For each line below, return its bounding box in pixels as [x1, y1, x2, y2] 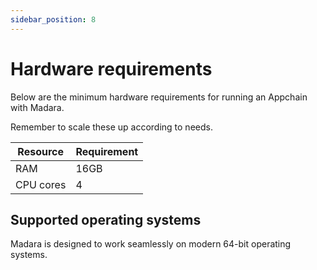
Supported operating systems [10, 211, 202, 228]
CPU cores [15, 177, 67, 191]
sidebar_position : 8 [10, 14, 97, 25]
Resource [17, 144, 65, 158]
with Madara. [10, 101, 65, 113]
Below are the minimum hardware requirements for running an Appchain [10, 91, 308, 103]
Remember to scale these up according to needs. [10, 121, 213, 133]
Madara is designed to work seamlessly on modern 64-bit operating [10, 238, 292, 250]
